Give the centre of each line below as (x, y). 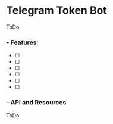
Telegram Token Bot (56, 10)
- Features (21, 42)
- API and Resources (36, 103)
